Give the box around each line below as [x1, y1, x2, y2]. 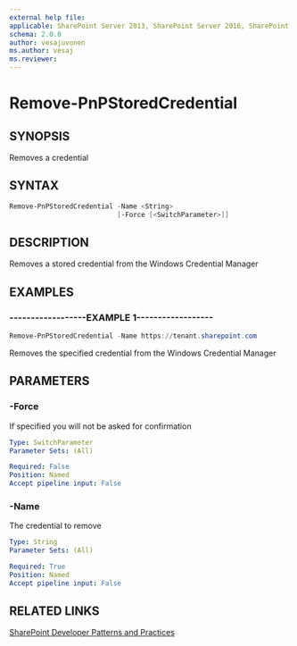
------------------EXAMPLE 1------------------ [9, 311, 214, 323]
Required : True [9, 562, 66, 572]
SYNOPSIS [9, 129, 70, 144]
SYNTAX [9, 178, 60, 193]
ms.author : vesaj [9, 46, 74, 55]
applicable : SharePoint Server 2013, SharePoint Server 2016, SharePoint [9, 21, 290, 30]
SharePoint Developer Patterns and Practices [9, 627, 176, 638]
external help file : [9, 13, 87, 22]
